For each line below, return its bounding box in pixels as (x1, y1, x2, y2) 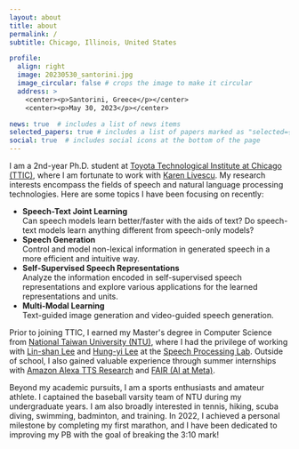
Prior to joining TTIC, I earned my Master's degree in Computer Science (9, 327, 272, 338)
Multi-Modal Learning (21, 301, 105, 311)
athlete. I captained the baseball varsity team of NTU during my (9, 392, 242, 402)
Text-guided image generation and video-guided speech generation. (21, 310, 274, 320)
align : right (17, 62, 66, 71)
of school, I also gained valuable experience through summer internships (9, 356, 277, 365)
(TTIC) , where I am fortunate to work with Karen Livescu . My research (9, 170, 266, 180)
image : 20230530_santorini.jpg (17, 70, 133, 80)
